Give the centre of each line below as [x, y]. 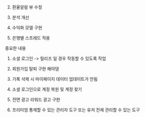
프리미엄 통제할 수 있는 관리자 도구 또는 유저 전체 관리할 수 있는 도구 [76, 110]
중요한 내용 [16, 48]
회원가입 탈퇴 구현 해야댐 [35, 69]
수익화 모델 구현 [27, 28]
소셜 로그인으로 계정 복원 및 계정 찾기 [47, 89]
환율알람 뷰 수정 [27, 7]
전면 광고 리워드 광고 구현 [36, 100]
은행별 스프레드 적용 [31, 38]
